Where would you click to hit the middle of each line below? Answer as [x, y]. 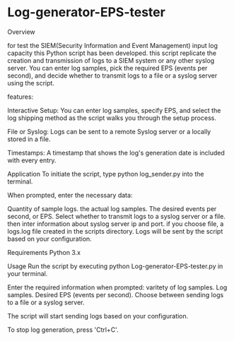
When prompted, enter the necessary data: [70, 195]
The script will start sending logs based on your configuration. [98, 316]
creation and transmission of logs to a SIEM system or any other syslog [111, 60]
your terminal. [28, 273]
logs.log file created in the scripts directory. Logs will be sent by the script [115, 231]
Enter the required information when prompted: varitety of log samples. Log [117, 287]
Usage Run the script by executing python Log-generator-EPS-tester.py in [115, 266]
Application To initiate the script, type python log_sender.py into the [106, 174]
